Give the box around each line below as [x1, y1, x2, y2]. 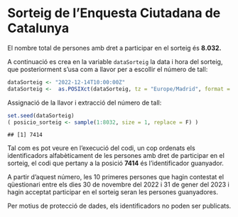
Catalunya [7, 20, 70, 36]
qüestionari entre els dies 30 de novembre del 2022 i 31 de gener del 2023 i [7, 180, 229, 189]
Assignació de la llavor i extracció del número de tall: [7, 98, 162, 107]
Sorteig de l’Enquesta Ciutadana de [7, 5, 221, 21]
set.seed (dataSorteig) [7, 112, 75, 119]
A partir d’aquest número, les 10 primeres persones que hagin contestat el [7, 173, 225, 181]
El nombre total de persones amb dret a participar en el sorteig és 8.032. [7, 43, 222, 52]
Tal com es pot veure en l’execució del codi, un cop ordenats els [7, 144, 195, 152]
